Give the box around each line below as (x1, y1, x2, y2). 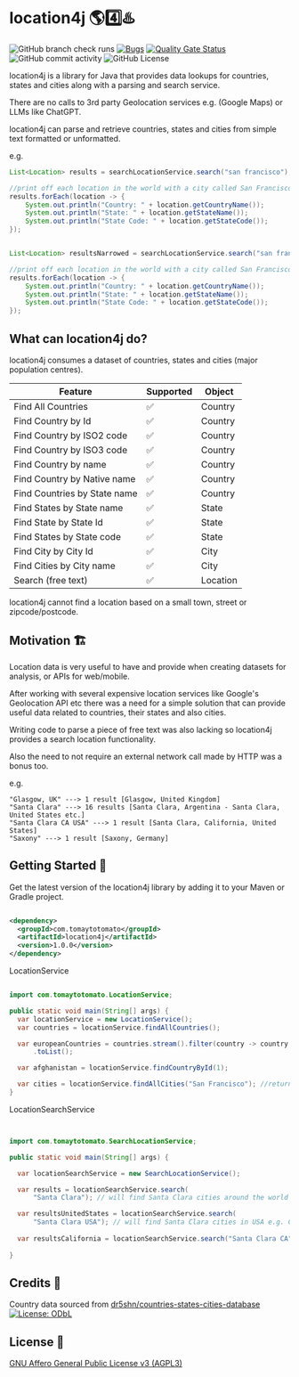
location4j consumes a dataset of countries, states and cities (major (9, 354, 258, 365)
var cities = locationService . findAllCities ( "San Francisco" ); (17, 1080, 256, 1088)
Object (204, 386, 234, 397)
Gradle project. (9, 891, 64, 901)
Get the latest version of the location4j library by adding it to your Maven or (9, 882, 285, 892)
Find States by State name (13, 501, 124, 514)
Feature (59, 386, 93, 397)
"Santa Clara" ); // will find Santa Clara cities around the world (32, 1194, 289, 1202)
